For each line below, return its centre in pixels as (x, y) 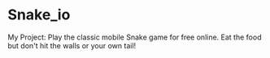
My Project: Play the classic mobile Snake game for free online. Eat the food (135, 37)
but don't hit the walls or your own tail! (72, 45)
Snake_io (39, 15)
